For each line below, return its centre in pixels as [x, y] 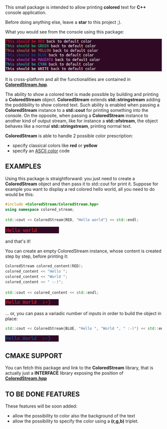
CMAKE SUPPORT [34, 356]
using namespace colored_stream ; [40, 209]
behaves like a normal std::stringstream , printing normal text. [69, 126]
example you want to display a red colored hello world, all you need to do [80, 189]
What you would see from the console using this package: [65, 32]
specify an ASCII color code [41, 151]
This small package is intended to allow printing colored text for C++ [76, 7]
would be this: [20, 194]
